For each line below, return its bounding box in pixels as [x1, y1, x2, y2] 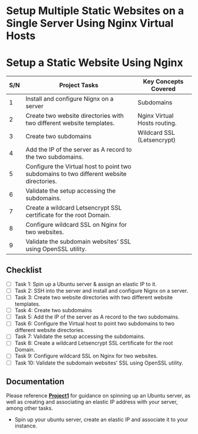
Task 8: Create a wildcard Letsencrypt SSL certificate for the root [14, 340, 173, 347]
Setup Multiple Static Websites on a [6, 4, 184, 18]
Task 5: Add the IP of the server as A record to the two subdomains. [14, 313, 180, 320]
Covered [151, 85, 176, 93]
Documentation [6, 376, 65, 386]
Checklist [6, 265, 42, 275]
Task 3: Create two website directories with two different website [14, 294, 173, 301]
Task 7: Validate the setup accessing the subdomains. [14, 333, 146, 340]
